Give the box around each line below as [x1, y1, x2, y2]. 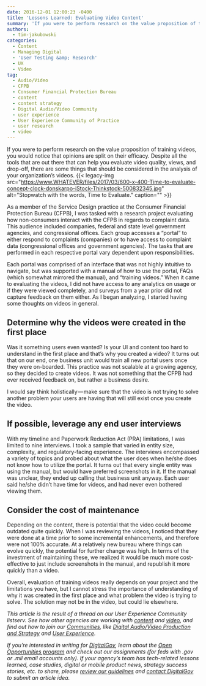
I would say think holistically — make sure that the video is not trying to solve [7, 388, 199, 395]
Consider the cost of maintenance [7, 505, 139, 515]
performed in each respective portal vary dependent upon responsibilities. [7, 249, 194, 256]
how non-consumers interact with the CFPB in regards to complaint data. [7, 216, 191, 223]
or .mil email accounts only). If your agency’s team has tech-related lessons [7, 655, 199, 662]
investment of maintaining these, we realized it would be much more [7, 553, 179, 561]
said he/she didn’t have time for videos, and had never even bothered [7, 480, 182, 488]
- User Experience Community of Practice [12, 117, 120, 123]
